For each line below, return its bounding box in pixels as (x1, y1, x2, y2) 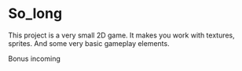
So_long (8, 5, 63, 23)
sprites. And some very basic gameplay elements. (8, 38, 170, 48)
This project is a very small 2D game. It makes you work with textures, (8, 30, 236, 40)
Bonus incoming (8, 54, 60, 63)
